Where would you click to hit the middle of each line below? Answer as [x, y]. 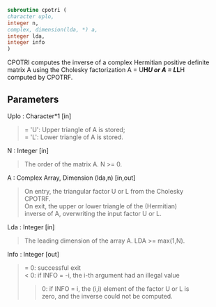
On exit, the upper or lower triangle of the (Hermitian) [101, 206]
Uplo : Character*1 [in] [39, 116]
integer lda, [26, 36]
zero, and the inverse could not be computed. [107, 296]
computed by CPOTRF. [40, 78]
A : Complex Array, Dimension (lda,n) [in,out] [71, 178]
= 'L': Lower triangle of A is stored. [74, 137]
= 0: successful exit [53, 267]
